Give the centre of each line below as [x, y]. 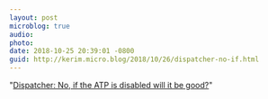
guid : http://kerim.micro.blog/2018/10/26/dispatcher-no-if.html [134, 59]
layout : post [34, 18]
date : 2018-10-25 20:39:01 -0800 [72, 51]
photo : [22, 43]
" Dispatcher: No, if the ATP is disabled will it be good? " [111, 85]
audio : [22, 34]
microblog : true [40, 26]
